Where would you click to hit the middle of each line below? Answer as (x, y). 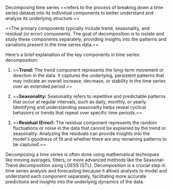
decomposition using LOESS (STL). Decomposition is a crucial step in (92, 165)
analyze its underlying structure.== (42, 18)
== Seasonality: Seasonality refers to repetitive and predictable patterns (89, 96)
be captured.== (29, 144)
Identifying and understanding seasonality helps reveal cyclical (79, 107)
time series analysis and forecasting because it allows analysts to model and (86, 171)
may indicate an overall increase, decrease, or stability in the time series (89, 81)
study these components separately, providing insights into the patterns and (86, 39)
